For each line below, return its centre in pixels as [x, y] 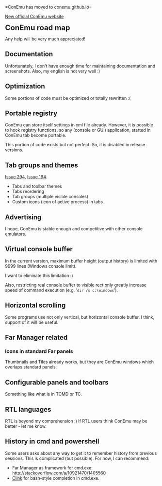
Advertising [23, 217]
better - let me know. [26, 426]
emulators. [16, 234]
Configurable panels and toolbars [57, 382]
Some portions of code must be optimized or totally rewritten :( [68, 98]
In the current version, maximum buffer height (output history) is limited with [81, 261]
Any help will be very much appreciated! [45, 39]
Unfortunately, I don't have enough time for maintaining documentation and [80, 66]
